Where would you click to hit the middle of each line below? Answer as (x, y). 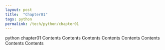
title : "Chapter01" (27, 14)
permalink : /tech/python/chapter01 (42, 24)
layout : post (19, 10)
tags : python (19, 19)
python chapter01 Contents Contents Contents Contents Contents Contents (83, 38)
